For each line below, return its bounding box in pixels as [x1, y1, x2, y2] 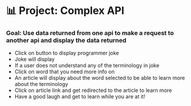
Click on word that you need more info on [14, 68, 115, 76]
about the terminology [14, 81, 69, 88]
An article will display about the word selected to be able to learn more [14, 74, 186, 81]
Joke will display [14, 56, 55, 63]
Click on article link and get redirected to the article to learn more [14, 87, 172, 94]
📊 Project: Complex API [6, 4, 125, 18]
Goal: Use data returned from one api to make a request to [6, 29, 174, 37]
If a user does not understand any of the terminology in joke [14, 62, 160, 69]
